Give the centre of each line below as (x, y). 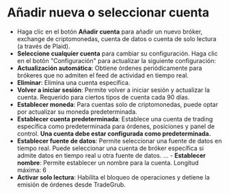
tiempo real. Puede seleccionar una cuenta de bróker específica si (110, 148)
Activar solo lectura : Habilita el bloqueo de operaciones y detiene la (113, 177)
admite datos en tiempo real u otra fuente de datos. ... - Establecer (111, 155)
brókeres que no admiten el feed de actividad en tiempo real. (103, 75)
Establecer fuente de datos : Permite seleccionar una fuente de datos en (119, 141)
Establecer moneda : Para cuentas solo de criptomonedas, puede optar (118, 104)
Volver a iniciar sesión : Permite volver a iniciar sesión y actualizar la (113, 90)
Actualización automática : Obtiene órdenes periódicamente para (109, 68)
